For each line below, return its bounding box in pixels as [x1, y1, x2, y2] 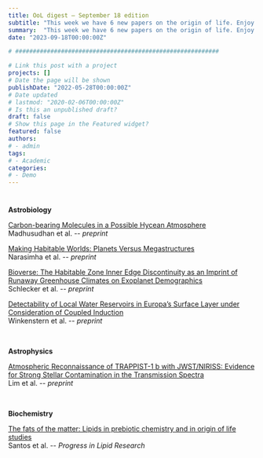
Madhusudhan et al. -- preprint [8, 229, 108, 238]
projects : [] [8, 69, 51, 77]
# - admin [8, 142, 41, 150]
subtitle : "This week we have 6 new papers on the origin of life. [8, 19, 234, 27]
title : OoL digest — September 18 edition [8, 11, 149, 20]
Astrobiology [8, 205, 53, 214]
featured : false [8, 127, 61, 136]
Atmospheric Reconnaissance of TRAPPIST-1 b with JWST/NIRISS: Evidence [8, 362, 255, 372]
